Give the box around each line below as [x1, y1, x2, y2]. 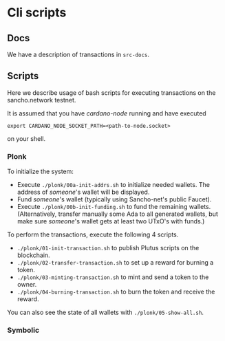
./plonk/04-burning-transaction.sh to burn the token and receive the [17, 287, 215, 296]
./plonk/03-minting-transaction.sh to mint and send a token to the [17, 273, 209, 281]
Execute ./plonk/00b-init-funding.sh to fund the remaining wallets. [17, 203, 211, 211]
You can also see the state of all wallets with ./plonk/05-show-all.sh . [7, 308, 204, 317]
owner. [17, 280, 37, 289]
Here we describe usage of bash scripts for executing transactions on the [7, 88, 216, 97]
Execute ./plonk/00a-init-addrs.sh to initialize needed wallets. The [17, 181, 210, 189]
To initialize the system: [7, 167, 74, 176]
